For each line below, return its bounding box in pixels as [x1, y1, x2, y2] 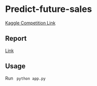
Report [5, 34, 27, 43]
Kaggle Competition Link [5, 20, 56, 26]
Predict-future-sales [5, 3, 92, 15]
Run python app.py [5, 75, 46, 81]
